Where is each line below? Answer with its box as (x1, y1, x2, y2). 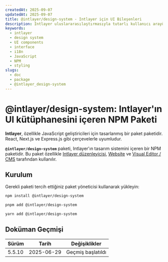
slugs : (5, 68, 19, 73)
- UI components (9, 40, 43, 45)
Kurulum (5, 170, 33, 179)
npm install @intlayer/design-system (5, 193, 84, 198)
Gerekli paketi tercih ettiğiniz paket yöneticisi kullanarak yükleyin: (5, 183, 139, 190)
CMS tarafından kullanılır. (5, 156, 57, 162)
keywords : (5, 26, 26, 31)
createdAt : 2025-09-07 (5, 7, 52, 12)
